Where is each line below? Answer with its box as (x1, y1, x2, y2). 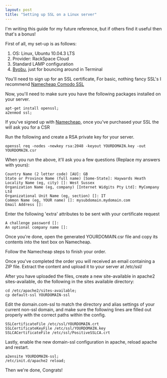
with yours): (5, 162, 30, 168)
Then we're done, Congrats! (5, 367, 63, 373)
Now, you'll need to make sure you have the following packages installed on (5, 91, 161, 97)
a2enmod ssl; (5, 110, 32, 115)
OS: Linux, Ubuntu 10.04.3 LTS (12, 50, 75, 56)
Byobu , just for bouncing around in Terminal (12, 66, 103, 72)
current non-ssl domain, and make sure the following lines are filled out (5, 306, 152, 312)
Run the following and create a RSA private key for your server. (5, 134, 135, 140)
